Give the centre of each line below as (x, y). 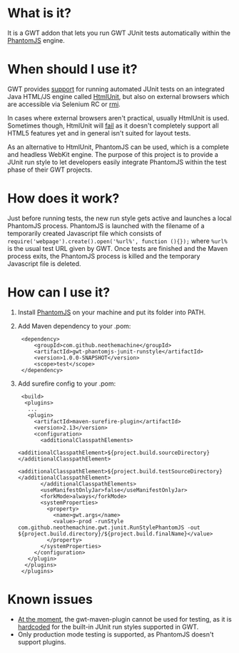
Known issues (50, 599)
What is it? (40, 13)
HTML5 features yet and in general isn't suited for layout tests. (99, 133)
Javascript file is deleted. (44, 263)
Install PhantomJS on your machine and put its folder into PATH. (112, 312)
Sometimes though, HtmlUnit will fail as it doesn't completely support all (113, 125)
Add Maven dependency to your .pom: (74, 326)
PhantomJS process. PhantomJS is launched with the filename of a (106, 225)
